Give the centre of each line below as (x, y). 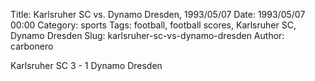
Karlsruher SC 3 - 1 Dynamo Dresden (86, 65)
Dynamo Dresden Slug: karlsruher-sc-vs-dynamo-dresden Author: (147, 35)
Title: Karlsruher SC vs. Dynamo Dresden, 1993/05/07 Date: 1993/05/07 (158, 14)
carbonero (32, 46)
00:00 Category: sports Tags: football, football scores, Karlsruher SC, (153, 25)
